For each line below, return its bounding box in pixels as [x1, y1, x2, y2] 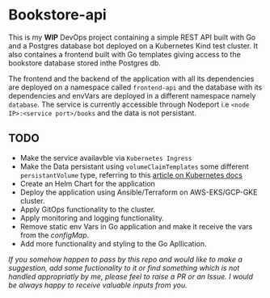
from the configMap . [19, 230, 90, 240]
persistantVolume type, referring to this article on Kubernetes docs [19, 170, 243, 179]
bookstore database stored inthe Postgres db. [8, 58, 162, 68]
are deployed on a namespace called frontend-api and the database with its [8, 82, 263, 92]
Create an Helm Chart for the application [19, 178, 156, 188]
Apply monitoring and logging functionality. [19, 212, 164, 223]
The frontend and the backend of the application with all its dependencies [8, 73, 255, 83]
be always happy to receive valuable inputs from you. [8, 280, 188, 290]
